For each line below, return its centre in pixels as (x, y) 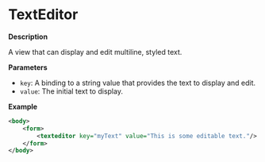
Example (23, 106)
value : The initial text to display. (71, 91)
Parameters (28, 67)
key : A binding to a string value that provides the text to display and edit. (138, 83)
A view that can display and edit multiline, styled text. (95, 52)
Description (28, 37)
